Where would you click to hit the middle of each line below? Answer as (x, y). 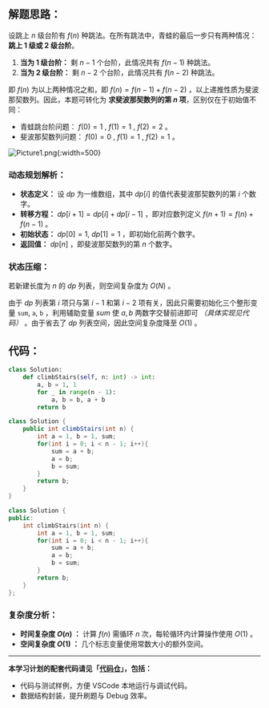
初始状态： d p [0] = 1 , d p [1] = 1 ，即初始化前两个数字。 (110, 234)
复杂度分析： (33, 615)
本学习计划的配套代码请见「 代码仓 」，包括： (80, 668)
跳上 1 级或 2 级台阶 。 (44, 45)
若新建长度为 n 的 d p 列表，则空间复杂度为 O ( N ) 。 (92, 286)
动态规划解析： (37, 175)
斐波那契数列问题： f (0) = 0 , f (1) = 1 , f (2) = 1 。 (99, 136)
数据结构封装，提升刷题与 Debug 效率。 (86, 695)
